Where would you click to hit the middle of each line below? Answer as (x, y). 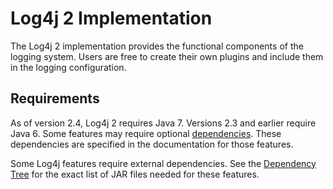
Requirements (55, 98)
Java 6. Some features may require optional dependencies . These (146, 133)
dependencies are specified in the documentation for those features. (152, 144)
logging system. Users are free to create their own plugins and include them (167, 56)
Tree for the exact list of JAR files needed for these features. (135, 174)
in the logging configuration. (68, 67)
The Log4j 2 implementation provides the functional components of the (157, 46)
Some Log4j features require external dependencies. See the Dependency (163, 163)
